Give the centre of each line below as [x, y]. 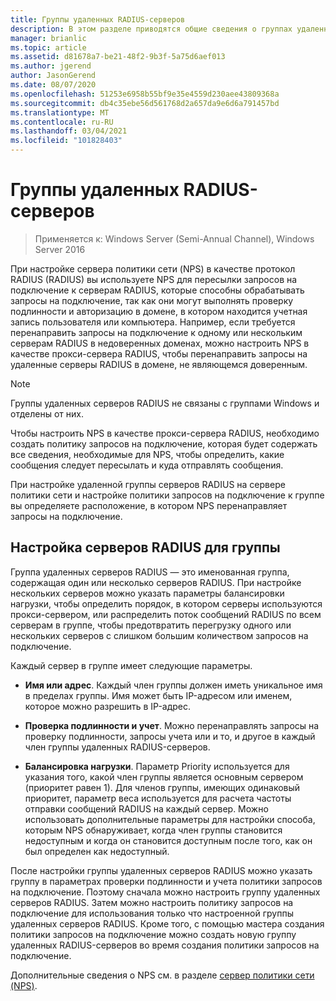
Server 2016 [60, 249]
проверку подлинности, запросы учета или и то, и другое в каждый [170, 736]
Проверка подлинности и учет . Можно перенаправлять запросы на [172, 725]
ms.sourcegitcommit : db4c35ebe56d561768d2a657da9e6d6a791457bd [145, 103]
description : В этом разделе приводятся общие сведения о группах [151, 29]
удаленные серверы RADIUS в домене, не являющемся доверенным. [159, 364]
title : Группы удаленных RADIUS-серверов [98, 19]
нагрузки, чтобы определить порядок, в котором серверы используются [166, 603]
